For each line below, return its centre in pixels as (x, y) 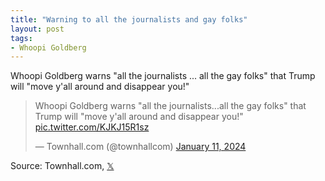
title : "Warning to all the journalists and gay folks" (129, 19)
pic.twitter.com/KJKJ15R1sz (92, 127)
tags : (21, 38)
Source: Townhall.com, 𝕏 (62, 166)
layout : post (37, 29)
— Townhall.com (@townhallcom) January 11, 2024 (140, 147)
